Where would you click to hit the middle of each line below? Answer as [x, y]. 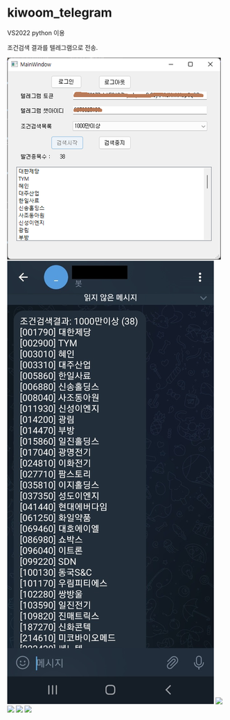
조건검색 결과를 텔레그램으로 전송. [53, 47]
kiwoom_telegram [60, 13]
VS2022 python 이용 [36, 33]
